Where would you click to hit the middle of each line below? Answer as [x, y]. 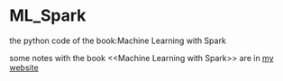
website [24, 67]
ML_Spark [48, 16]
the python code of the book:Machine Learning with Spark [118, 40]
